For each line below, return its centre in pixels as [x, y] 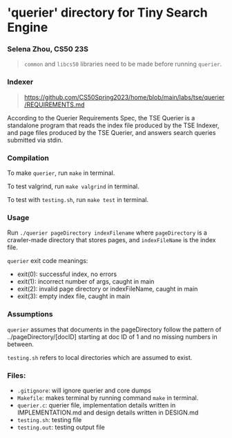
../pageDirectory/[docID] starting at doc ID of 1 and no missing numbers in [112, 336]
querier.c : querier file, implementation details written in [96, 405]
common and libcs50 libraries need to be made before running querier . [123, 64]
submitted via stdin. [35, 140]
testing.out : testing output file [61, 427]
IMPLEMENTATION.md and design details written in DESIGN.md [108, 412]
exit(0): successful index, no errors [67, 274]
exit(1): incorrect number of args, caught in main [86, 282]
